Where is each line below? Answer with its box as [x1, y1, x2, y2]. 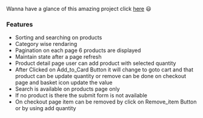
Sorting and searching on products [15, 34, 102, 41]
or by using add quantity [15, 105, 76, 112]
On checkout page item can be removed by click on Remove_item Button [15, 98, 197, 105]
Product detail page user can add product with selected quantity [15, 60, 176, 67]
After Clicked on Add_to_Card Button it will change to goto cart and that [15, 66, 194, 73]
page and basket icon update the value [15, 79, 113, 87]
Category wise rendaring [15, 41, 78, 48]
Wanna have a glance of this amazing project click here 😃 [6, 5, 151, 12]
